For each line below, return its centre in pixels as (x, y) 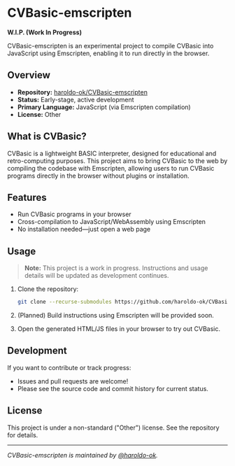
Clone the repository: (48, 289)
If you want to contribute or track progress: (69, 367)
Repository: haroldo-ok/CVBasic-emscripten (83, 92)
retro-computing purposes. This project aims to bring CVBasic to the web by (117, 161)
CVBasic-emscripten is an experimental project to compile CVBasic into (111, 45)
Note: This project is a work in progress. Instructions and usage (116, 268)
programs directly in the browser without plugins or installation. (99, 176)
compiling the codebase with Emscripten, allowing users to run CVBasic (111, 168)
